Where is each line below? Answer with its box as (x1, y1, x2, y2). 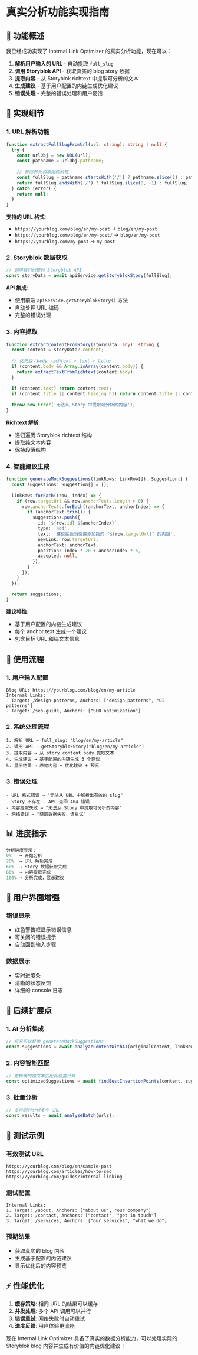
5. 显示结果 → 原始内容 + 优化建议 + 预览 (6, 763, 100, 768)
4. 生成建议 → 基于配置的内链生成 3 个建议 (6, 757, 100, 763)
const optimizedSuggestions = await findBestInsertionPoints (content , (6, 1079, 183, 1084)
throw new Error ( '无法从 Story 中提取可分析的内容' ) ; (11, 402, 136, 408)
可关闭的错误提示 (14, 934, 57, 941)
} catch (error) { (11, 185, 57, 191)
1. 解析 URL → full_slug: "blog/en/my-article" (6, 738, 124, 744)
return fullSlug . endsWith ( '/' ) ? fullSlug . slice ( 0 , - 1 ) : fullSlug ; (16, 180, 189, 186)
